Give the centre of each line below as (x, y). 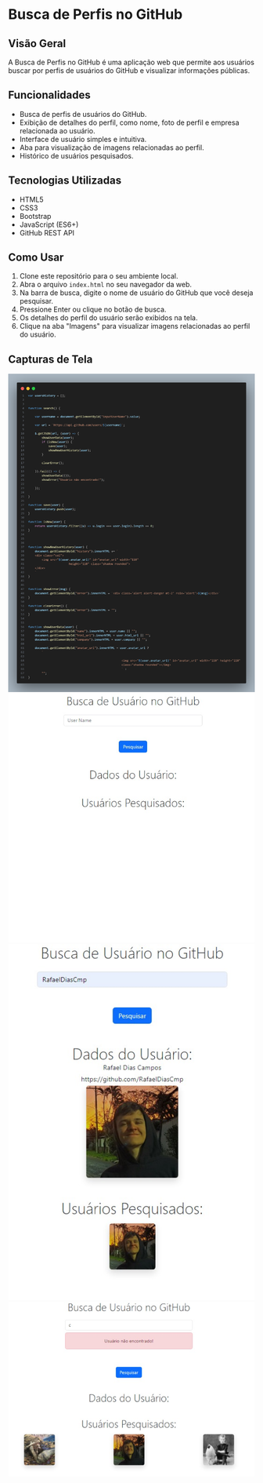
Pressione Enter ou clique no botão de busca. (93, 310)
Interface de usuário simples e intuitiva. (83, 139)
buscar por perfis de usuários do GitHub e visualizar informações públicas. (129, 71)
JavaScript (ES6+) (49, 224)
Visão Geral (37, 44)
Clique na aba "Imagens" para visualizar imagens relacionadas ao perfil (135, 326)
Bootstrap (35, 216)
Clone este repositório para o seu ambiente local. (99, 276)
